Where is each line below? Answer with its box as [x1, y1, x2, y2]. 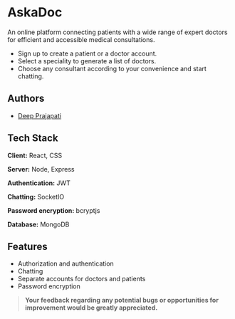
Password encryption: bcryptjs [7, 206, 100, 214]
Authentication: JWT [7, 179, 71, 187]
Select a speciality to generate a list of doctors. [17, 56, 157, 65]
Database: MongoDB [7, 220, 70, 229]
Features [7, 240, 48, 253]
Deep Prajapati [17, 111, 62, 120]
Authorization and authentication [17, 259, 114, 268]
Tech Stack [7, 132, 58, 145]
